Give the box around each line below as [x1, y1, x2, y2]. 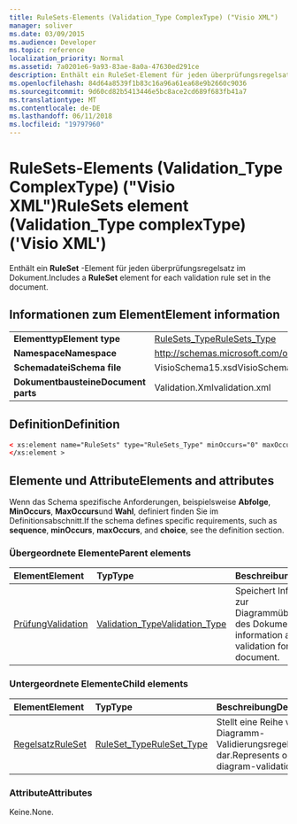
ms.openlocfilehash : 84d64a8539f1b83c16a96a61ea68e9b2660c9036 [9, 79, 247, 88]
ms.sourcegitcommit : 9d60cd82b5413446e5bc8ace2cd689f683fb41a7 [9, 87, 247, 96]
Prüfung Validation [13, 618, 88, 630]
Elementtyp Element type [13, 332, 121, 345]
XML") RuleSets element [9, 196, 189, 216]
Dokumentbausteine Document [13, 376, 146, 388]
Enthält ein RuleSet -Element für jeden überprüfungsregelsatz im [9, 262, 246, 273]
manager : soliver [9, 21, 73, 30]
